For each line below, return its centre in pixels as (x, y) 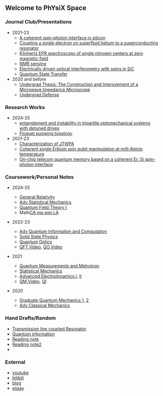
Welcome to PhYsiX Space (46, 8)
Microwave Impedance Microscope (55, 89)
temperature (32, 154)
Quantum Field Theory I (43, 207)
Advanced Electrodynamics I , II (50, 276)
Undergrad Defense (39, 94)
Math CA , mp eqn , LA (39, 213)
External (15, 362)
